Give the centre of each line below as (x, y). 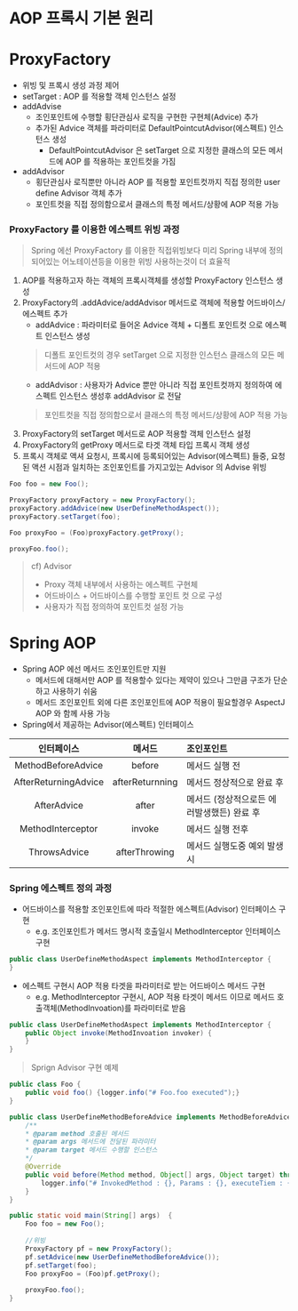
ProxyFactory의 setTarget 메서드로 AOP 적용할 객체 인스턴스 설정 (136, 434)
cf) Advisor (51, 566)
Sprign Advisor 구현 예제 (74, 1067)
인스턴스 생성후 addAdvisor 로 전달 (120, 396)
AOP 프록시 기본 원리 (81, 18)
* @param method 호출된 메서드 (78, 1134)
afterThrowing (145, 852)
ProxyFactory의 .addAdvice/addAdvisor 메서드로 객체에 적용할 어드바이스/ (153, 302)
